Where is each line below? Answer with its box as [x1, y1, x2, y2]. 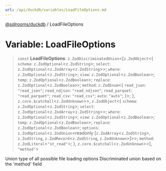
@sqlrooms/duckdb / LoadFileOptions [5, 21, 84, 27]
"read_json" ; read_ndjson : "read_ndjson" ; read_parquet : [17, 87, 132, 93]
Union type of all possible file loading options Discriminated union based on [5, 155, 161, 161]
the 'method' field [5, 161, 42, 167]
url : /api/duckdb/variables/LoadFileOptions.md [5, 7, 107, 13]
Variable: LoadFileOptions [5, 39, 116, 50]
